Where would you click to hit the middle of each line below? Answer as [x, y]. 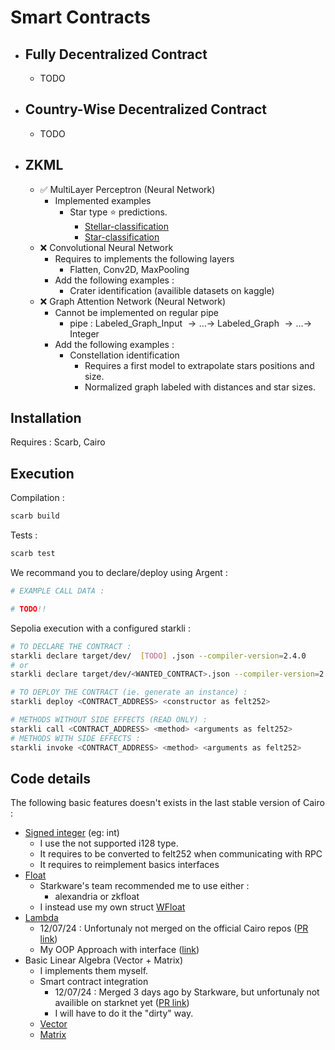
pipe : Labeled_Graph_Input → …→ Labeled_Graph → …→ [191, 323]
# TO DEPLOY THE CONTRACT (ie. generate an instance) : [129, 692]
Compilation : [37, 498]
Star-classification [122, 237]
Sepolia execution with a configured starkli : [100, 628]
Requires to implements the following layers [144, 258]
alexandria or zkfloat [97, 897]
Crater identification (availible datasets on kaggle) [172, 290]
